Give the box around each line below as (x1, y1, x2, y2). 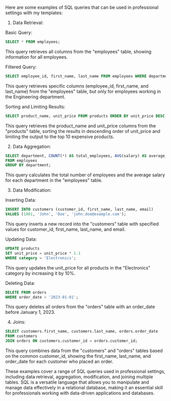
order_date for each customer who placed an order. (5, 359, 113, 364)
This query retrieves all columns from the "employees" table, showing (5, 48, 152, 55)
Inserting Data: (5, 197, 37, 203)
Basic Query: (5, 30, 33, 35)
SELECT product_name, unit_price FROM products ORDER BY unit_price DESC (5, 113, 165, 119)
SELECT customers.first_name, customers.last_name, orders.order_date (5, 329, 158, 334)
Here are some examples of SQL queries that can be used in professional (5, 5, 159, 10)
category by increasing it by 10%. (5, 270, 75, 276)
